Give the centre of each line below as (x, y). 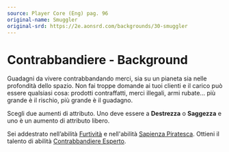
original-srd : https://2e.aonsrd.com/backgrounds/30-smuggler (97, 26)
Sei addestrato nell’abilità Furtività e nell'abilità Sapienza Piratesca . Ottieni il (113, 134)
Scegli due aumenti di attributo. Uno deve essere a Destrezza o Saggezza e (114, 114)
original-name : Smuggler (42, 20)
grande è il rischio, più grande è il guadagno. (70, 100)
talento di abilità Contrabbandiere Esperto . (67, 141)
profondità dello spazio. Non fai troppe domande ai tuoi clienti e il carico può (115, 86)
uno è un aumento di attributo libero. (58, 121)
